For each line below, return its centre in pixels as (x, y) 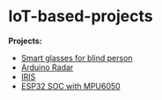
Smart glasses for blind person (77, 58)
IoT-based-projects (81, 16)
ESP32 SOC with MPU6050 (70, 86)
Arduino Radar (47, 67)
